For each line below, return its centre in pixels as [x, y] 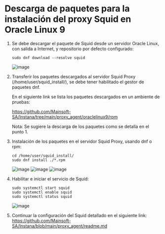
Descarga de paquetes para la [67, 9]
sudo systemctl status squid [42, 196]
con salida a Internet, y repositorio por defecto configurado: [73, 49]
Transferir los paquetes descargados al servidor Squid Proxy [74, 76]
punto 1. [20, 131]
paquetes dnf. [26, 87]
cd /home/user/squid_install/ [43, 156]
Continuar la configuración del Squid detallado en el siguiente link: [79, 215]
